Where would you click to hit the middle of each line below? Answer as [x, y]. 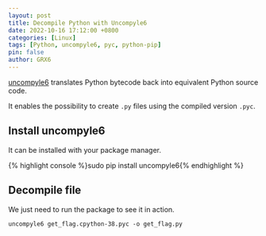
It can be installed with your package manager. [85, 150]
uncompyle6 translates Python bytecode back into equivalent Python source [133, 82]
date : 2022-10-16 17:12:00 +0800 [64, 30]
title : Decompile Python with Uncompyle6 [78, 23]
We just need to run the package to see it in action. [91, 209]
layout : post [30, 15]
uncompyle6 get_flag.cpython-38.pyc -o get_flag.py [95, 224]
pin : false [26, 52]
